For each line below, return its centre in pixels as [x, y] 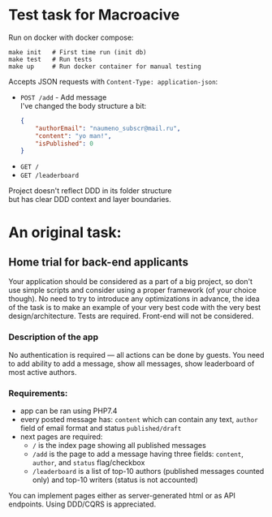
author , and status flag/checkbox [89, 462]
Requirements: [38, 393]
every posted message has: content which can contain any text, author [139, 419]
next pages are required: [61, 437]
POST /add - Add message [63, 97]
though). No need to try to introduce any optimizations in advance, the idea [134, 299]
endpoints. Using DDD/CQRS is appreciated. [82, 504]
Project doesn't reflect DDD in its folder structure [90, 191]
